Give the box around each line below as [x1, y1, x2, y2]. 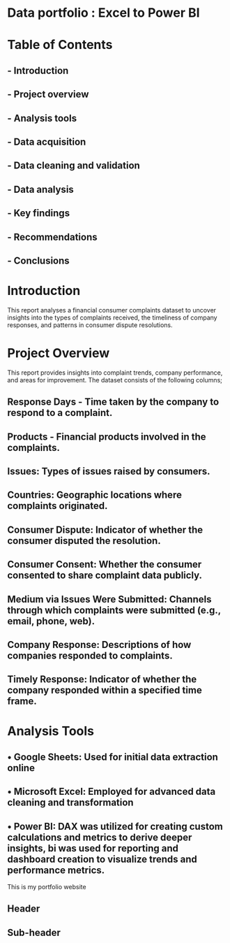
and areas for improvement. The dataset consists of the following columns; [7, 375, 223, 384]
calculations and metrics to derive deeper [7, 831, 192, 843]
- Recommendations [7, 231, 98, 243]
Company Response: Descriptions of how [7, 638, 192, 651]
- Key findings [7, 208, 70, 219]
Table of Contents [7, 37, 113, 53]
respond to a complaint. [7, 407, 113, 419]
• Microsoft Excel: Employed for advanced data [7, 786, 216, 798]
